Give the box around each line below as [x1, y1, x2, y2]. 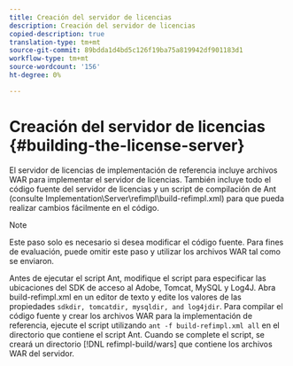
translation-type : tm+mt [9, 37, 101, 47]
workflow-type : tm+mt [9, 54, 89, 63]
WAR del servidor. [9, 347, 75, 359]
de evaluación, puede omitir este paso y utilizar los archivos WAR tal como [9, 245, 281, 257]
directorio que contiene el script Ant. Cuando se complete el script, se [9, 329, 266, 339]
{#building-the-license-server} [9, 135, 245, 155]
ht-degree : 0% [9, 71, 62, 80]
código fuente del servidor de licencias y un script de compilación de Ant [9, 183, 276, 194]
